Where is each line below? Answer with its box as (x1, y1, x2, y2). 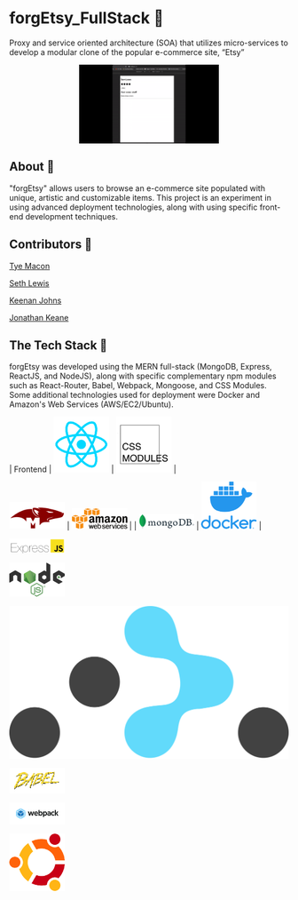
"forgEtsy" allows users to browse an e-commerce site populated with (9, 182, 266, 194)
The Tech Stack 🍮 (9, 338, 108, 353)
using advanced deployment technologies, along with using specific (9, 202, 258, 212)
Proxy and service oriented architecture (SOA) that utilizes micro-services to (9, 37, 288, 48)
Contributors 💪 (9, 237, 93, 252)
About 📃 (9, 159, 55, 174)
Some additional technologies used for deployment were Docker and (9, 390, 260, 401)
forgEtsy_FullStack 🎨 (9, 8, 164, 28)
